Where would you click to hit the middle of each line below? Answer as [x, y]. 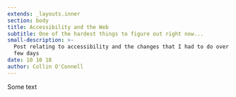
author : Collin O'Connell [45, 67]
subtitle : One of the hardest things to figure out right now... [105, 34]
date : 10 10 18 [30, 60]
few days [26, 54]
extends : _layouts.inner [44, 14]
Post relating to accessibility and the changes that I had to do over [122, 47]
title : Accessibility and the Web [58, 27]
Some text [22, 86]
